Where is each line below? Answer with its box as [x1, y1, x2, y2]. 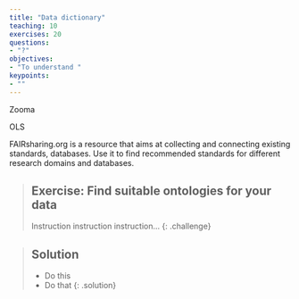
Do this [44, 270, 71, 281]
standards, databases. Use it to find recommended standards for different [9, 148, 281, 159]
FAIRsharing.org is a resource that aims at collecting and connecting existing [9, 138, 291, 149]
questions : [9, 37, 50, 47]
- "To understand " [9, 63, 82, 72]
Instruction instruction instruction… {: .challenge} [30, 220, 212, 232]
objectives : [9, 54, 54, 63]
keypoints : [9, 71, 50, 80]
